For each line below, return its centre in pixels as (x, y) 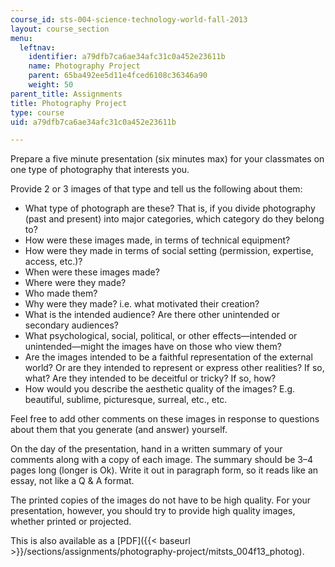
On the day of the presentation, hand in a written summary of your (146, 449)
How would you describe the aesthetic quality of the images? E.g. (160, 389)
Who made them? (61, 293)
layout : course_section (60, 29)
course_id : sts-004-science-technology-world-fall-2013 (129, 19)
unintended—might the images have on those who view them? (153, 347)
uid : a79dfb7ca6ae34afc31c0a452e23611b (93, 122)
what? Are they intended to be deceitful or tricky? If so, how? (150, 378)
